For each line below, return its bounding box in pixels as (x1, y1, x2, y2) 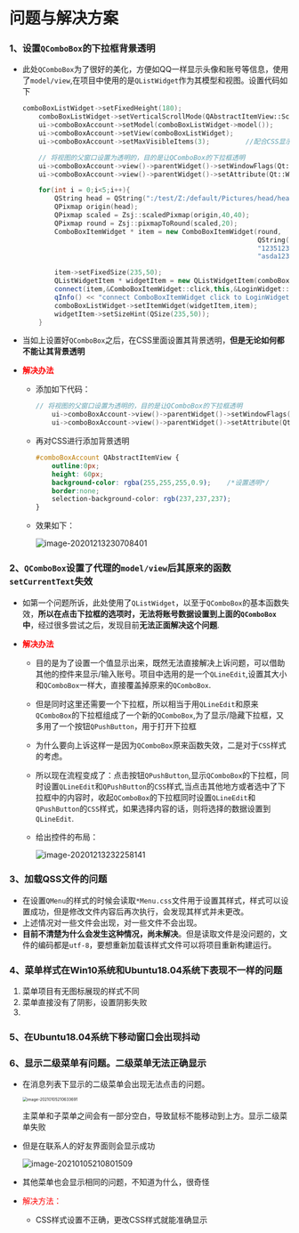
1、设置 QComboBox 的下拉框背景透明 (9, 42, 156, 54)
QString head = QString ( (54, 194, 147, 203)
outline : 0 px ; (52, 461, 101, 470)
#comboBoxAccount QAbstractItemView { (35, 453, 180, 463)
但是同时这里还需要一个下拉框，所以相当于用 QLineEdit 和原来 (35, 698, 260, 709)
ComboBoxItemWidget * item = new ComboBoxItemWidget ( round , (54, 227, 282, 236)
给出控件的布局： (35, 831, 99, 842)
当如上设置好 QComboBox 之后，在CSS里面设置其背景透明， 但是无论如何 (21, 335, 278, 345)
